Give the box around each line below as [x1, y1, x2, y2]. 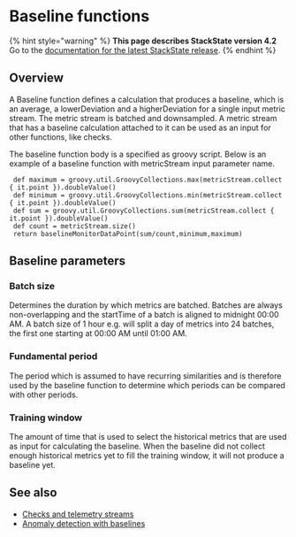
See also [9, 485, 57, 501]
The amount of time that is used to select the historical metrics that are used [9, 432, 287, 442]
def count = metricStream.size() [12, 221, 137, 231]
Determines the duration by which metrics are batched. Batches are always [9, 300, 283, 311]
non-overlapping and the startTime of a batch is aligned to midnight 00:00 [9, 310, 280, 320]
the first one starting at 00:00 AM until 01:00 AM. [9, 328, 187, 339]
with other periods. [9, 389, 79, 400]
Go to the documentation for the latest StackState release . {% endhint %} [9, 44, 277, 55]
